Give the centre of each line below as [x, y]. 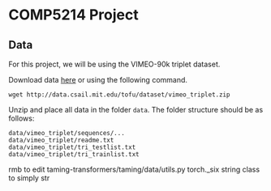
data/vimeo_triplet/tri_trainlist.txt [74, 155]
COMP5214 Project [74, 15]
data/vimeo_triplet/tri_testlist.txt [72, 147]
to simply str [29, 178]
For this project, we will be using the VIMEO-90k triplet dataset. [114, 64]
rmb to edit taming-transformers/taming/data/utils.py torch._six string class [134, 169]
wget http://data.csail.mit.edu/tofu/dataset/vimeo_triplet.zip [119, 95]
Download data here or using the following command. [98, 80]
